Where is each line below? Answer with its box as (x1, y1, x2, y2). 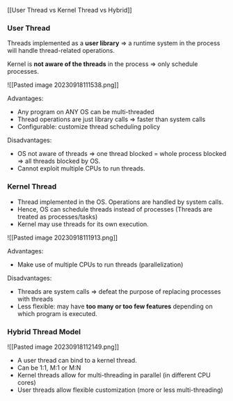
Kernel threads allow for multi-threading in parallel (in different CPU (17, 370, 211, 379)
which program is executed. (17, 309, 97, 317)
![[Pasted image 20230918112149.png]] (7, 343, 120, 351)
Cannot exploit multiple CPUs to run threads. (17, 164, 145, 173)
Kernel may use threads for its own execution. (17, 219, 150, 228)
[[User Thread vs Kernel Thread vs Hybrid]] (7, 6, 132, 14)
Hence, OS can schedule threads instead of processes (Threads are (17, 205, 213, 213)
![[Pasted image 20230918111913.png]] (7, 233, 118, 242)
